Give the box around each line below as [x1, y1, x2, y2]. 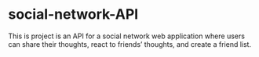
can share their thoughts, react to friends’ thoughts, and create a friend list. [8, 39, 252, 48]
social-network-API [8, 5, 139, 23]
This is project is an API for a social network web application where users [8, 31, 246, 41]
